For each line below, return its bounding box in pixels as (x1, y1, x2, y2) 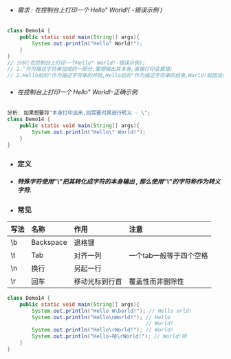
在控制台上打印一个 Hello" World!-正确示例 (16, 87, 138, 96)
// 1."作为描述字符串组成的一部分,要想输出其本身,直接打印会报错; (7, 65, 173, 73)
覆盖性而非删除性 (129, 276, 184, 286)
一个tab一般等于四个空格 (129, 250, 208, 260)
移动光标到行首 (74, 276, 122, 286)
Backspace (31, 237, 67, 247)
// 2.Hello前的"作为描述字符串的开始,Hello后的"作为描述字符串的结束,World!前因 (7, 72, 218, 79)
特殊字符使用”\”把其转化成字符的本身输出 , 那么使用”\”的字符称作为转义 (16, 177, 221, 186)
